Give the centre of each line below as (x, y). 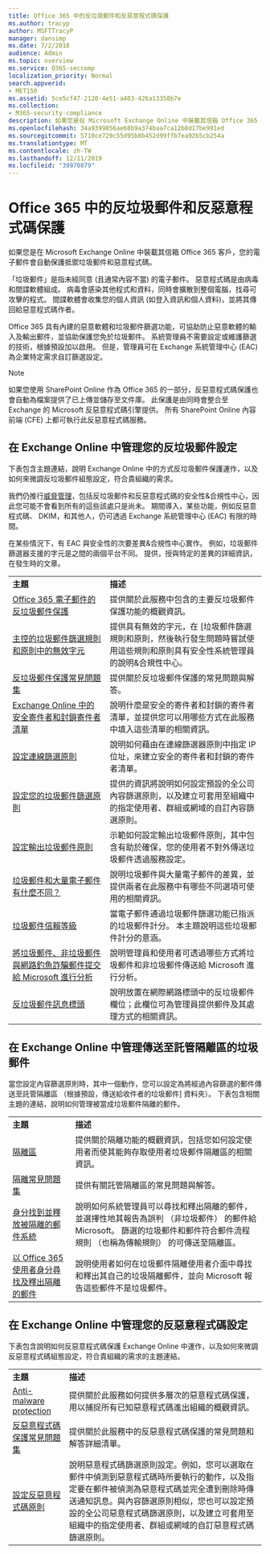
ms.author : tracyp (39, 23)
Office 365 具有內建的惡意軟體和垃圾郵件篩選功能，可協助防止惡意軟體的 (129, 326)
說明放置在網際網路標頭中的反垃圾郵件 (182, 992)
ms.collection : (34, 106)
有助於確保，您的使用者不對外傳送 (182, 847)
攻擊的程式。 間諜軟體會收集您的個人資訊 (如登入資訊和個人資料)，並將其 (129, 300)
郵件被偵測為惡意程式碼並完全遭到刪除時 (170, 1489)
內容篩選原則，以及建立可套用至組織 (178, 796)
